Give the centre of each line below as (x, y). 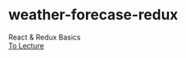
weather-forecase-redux (93, 15)
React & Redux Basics (45, 37)
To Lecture (26, 45)
